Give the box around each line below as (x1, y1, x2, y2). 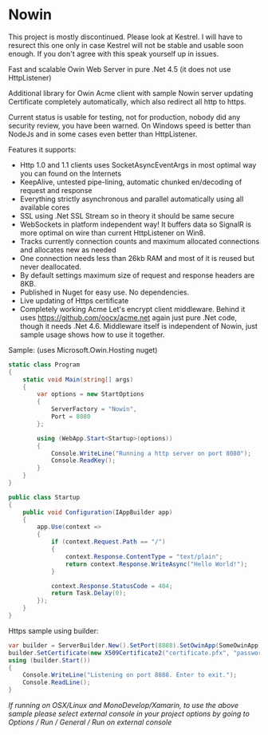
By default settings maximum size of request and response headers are (19, 270, 255, 280)
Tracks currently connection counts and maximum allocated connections (19, 236, 260, 246)
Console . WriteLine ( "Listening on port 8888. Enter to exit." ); (22, 671, 238, 679)
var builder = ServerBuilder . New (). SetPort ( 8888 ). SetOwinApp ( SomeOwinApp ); (8, 641, 266, 650)
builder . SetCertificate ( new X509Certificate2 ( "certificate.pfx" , (8, 649, 230, 657)
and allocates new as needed (19, 245, 117, 255)
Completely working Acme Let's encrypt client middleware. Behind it (19, 304, 246, 314)
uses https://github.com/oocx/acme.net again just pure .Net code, (19, 313, 238, 322)
